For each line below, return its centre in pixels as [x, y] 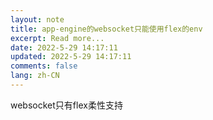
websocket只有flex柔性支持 [66, 105]
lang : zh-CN [35, 76]
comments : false [44, 66]
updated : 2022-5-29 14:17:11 [71, 57]
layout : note [37, 19]
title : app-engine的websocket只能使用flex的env [106, 29]
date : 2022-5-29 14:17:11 [64, 47]
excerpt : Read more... [57, 38]
